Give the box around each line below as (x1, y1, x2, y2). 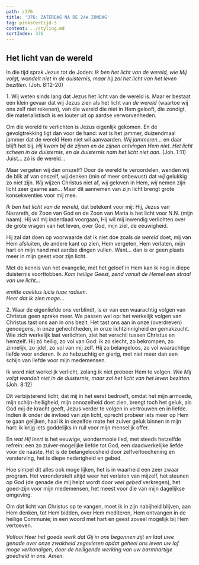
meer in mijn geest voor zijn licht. (6, 252, 87, 259)
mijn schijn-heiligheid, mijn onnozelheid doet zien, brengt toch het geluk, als (6, 398, 192, 406)
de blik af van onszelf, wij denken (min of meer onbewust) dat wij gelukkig (6, 172, 187, 180)
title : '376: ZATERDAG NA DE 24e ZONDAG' (6, 14, 110, 20)
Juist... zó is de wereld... (6, 155, 66, 162)
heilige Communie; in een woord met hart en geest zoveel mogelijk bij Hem (6, 515, 189, 522)
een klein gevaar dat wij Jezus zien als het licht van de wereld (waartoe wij (6, 99, 188, 106)
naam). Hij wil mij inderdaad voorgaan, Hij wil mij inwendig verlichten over (6, 215, 186, 223)
